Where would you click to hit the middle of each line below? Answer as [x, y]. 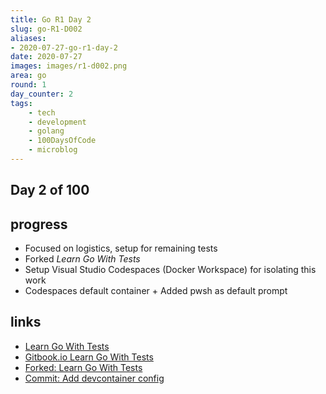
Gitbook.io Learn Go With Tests [89, 357]
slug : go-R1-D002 [46, 29]
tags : [21, 103]
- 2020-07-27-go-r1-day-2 [64, 47]
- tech [42, 112]
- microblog [53, 150]
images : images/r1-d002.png [69, 66]
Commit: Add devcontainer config [94, 378]
